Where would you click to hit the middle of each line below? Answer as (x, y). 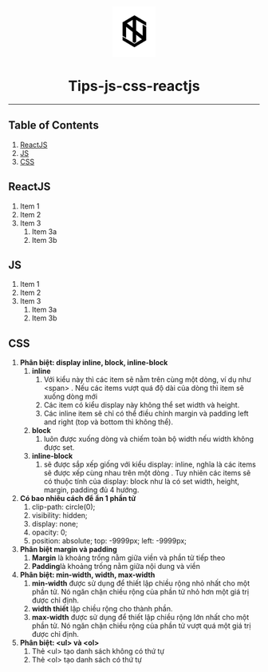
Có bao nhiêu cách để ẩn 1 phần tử (78, 499)
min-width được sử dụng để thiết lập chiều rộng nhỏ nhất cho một (140, 583)
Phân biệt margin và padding (68, 550)
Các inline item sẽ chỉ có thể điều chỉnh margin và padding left (146, 414)
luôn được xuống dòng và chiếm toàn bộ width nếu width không (148, 439)
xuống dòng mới (71, 396)
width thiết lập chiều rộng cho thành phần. (102, 609)
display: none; (55, 524)
